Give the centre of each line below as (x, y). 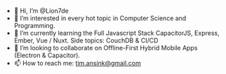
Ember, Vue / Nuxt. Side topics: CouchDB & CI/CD (86, 40)
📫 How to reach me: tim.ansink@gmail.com (78, 63)
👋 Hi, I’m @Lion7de (41, 11)
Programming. (34, 25)
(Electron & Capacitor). (47, 55)
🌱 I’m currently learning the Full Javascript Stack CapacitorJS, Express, (117, 33)
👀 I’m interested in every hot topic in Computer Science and (100, 18)
